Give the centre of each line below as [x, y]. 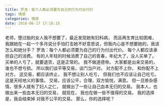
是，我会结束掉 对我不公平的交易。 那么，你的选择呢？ [60, 99]
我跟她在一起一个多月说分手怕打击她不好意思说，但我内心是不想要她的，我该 [82, 44]
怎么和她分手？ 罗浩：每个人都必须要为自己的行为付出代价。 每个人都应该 [79, 50]
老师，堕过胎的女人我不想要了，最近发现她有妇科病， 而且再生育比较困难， [81, 38]
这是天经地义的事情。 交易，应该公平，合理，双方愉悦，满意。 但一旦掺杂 [79, 81]
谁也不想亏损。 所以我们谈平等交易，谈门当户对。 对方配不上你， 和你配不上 [82, 68]
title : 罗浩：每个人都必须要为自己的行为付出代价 [49, 10]
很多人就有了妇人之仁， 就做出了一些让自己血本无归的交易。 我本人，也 [85, 86]
